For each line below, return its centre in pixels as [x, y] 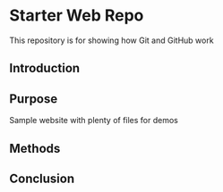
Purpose [34, 99]
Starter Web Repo [77, 16]
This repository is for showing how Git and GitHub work [111, 40]
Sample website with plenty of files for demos [94, 121]
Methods [35, 148]
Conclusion [42, 178]
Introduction [45, 68]
